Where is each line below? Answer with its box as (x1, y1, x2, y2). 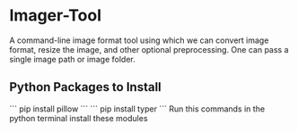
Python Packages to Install (9, 79, 162, 95)
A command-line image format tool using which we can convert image (9, 35, 269, 45)
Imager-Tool (9, 5, 101, 26)
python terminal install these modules (9, 112, 148, 123)
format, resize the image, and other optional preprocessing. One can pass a (9, 44, 289, 54)
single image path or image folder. (9, 54, 136, 64)
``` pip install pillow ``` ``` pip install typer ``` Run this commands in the (9, 103, 266, 114)
